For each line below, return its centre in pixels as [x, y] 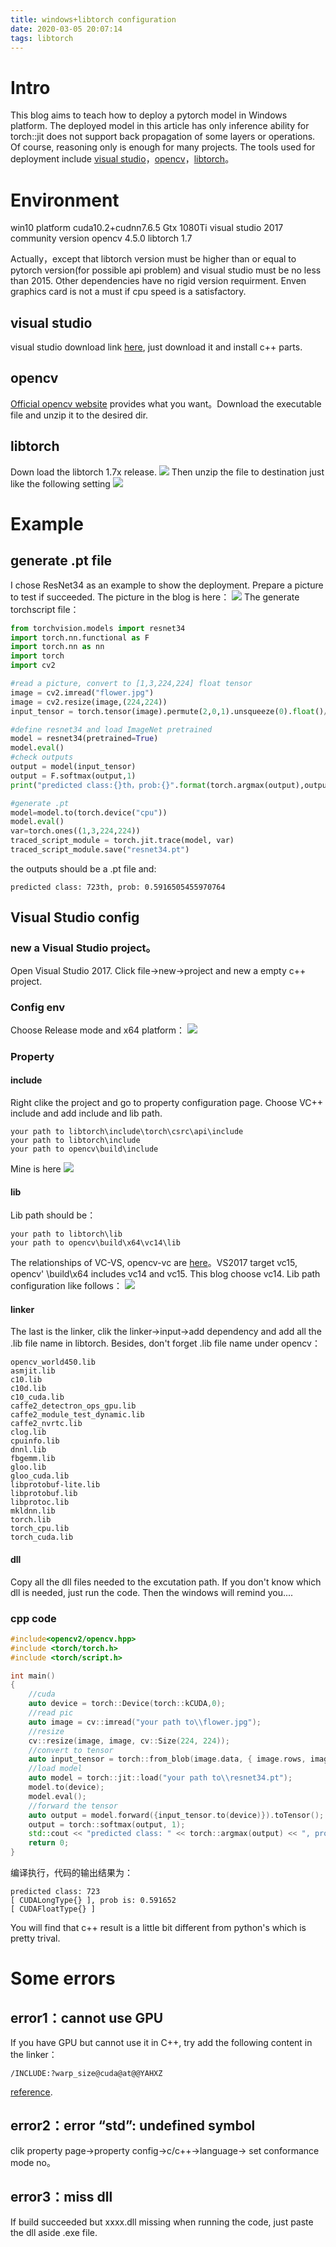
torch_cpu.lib [40, 1529]
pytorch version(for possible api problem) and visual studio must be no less [166, 270]
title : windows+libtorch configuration [93, 19]
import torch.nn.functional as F [80, 637]
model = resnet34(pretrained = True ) [84, 739]
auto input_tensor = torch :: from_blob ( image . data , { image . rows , [167, 1759]
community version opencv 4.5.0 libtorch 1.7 [101, 238]
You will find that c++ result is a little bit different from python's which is [158, 1928]
